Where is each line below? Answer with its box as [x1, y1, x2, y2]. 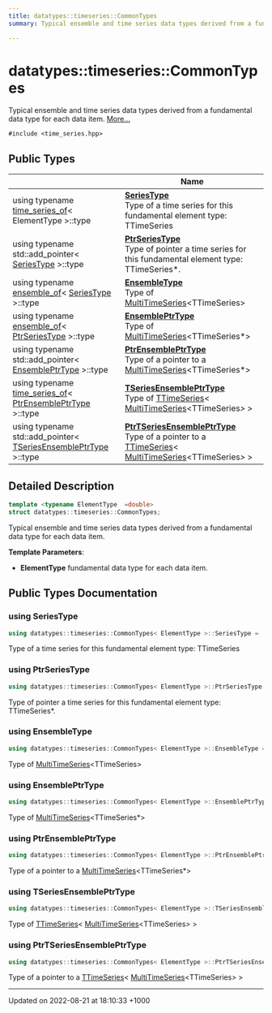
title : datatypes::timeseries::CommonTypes [8, 11, 158, 20]
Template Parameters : [8, 547, 85, 557]
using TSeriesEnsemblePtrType [8, 886, 136, 897]
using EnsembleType [8, 726, 93, 737]
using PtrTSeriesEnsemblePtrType [8, 939, 147, 950]
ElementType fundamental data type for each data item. [19, 563, 208, 572]
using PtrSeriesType [8, 664, 91, 675]
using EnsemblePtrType [8, 779, 104, 791]
